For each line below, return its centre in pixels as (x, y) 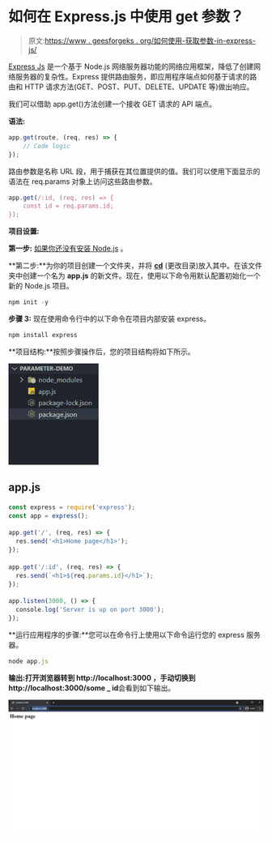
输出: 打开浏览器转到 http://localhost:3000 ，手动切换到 (102, 677)
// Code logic (47, 146)
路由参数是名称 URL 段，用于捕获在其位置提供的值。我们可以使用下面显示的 (134, 171)
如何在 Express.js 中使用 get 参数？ (126, 17)
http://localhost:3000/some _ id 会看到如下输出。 (92, 688)
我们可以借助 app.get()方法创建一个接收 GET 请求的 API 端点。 (113, 104)
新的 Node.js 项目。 (41, 286)
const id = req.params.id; (68, 206)
